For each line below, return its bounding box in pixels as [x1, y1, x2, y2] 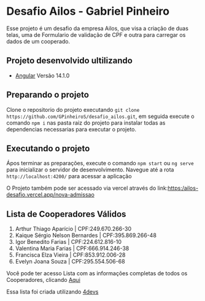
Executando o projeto [6, 143, 90, 154]
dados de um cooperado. [6, 37, 71, 45]
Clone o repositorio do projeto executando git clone [6, 106, 140, 113]
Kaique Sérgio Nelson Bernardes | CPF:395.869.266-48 [15, 232, 157, 239]
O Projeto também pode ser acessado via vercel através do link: [6, 184, 168, 192]
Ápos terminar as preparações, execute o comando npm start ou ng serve [6, 160, 195, 167]
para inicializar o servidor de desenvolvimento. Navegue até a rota [6, 166, 174, 173]
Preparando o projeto [6, 90, 89, 100]
